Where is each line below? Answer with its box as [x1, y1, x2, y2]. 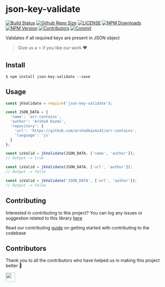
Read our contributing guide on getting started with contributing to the [5, 224, 150, 230]
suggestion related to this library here [5, 215, 82, 221]
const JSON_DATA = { [5, 110, 49, 115]
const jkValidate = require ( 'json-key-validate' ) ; [5, 101, 113, 106]
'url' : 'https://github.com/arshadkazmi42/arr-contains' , [14, 128, 137, 133]
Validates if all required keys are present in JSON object [5, 35, 120, 41]
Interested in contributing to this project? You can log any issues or [5, 210, 143, 215]
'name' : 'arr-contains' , [10, 114, 62, 120]
